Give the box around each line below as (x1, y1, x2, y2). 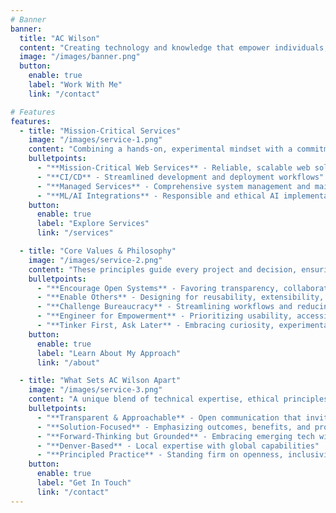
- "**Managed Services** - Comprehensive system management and (36, 181, 311, 191)
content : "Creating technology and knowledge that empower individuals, (19, 42, 329, 53)
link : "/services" (36, 228, 114, 238)
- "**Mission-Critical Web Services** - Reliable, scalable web (36, 163, 311, 173)
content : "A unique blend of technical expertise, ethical (28, 394, 280, 405)
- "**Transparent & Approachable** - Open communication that (36, 412, 302, 423)
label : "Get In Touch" (36, 478, 132, 488)
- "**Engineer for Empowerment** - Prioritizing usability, (36, 311, 293, 321)
